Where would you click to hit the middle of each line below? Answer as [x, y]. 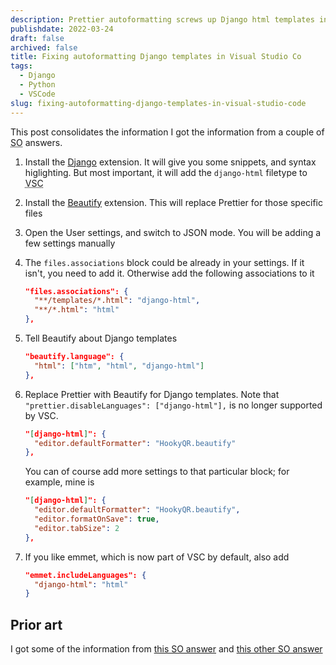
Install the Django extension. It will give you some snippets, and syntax [170, 162]
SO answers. [36, 142]
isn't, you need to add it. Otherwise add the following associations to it [169, 273]
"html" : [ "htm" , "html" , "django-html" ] [119, 366]
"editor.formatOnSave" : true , [97, 519]
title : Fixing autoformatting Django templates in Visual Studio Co [156, 57]
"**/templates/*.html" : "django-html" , [117, 301]
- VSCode [37, 94]
